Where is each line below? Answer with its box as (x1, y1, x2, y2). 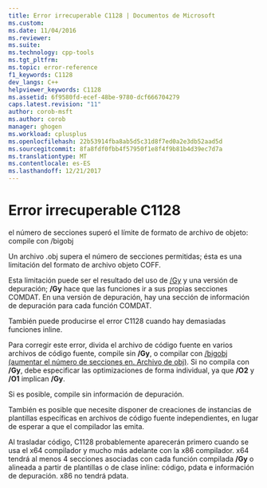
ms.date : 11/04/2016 (8, 26, 77, 34)
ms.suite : (8, 41, 41, 49)
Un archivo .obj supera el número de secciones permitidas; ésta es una (8, 252, 242, 261)
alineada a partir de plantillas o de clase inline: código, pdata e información (8, 463, 255, 472)
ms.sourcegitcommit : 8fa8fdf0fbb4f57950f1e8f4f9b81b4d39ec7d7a (8, 145, 223, 153)
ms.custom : (8, 19, 45, 27)
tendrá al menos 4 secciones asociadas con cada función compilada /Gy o (8, 454, 254, 463)
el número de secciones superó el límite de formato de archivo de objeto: (8, 228, 249, 237)
